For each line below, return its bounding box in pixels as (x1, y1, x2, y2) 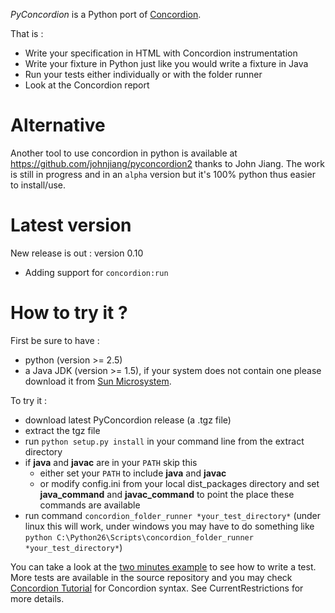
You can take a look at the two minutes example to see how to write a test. (10, 560, 317, 573)
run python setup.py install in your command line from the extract (24, 435, 305, 447)
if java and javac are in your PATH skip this (24, 456, 198, 468)
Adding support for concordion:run (24, 266, 169, 278)
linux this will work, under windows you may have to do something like (24, 520, 315, 532)
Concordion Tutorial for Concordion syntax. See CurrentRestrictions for (10, 582, 304, 594)
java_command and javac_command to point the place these (39, 488, 295, 500)
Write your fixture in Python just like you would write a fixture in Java (24, 58, 309, 69)
